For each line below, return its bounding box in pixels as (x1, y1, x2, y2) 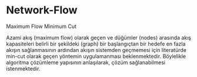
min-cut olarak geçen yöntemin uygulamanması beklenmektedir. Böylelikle (6, 52, 186, 60)
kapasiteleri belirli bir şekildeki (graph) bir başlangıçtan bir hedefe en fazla (6, 40, 186, 47)
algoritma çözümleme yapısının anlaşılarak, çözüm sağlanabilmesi (6, 59, 166, 66)
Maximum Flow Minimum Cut (6, 23, 77, 30)
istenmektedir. (6, 65, 41, 72)
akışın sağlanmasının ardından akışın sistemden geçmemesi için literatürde (6, 46, 187, 53)
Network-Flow (6, 3, 78, 17)
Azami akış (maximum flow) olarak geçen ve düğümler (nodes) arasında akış (6, 34, 191, 41)
